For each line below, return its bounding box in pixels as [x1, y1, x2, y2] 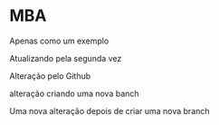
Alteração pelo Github [9, 70, 91, 82]
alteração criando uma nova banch [9, 88, 139, 99]
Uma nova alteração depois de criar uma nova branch [9, 105, 210, 116]
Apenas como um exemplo [9, 35, 109, 46]
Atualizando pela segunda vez [9, 53, 122, 63]
